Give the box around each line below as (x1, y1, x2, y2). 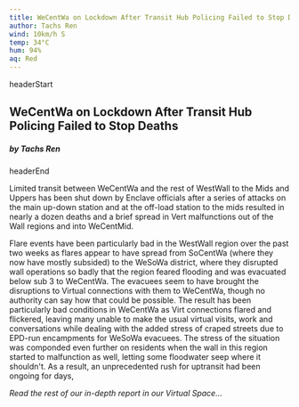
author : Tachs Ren (9, 21, 77, 30)
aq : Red (9, 54, 38, 63)
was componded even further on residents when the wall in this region (9, 342, 269, 353)
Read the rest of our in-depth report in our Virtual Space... (9, 388, 222, 399)
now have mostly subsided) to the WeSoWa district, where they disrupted (9, 257, 279, 268)
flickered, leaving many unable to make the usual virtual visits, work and (9, 313, 273, 325)
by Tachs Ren (9, 143, 61, 154)
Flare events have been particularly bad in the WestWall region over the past (9, 238, 289, 249)
